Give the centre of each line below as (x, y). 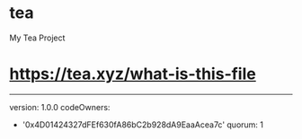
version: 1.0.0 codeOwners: (60, 107)
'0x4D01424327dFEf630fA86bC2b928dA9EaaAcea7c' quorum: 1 (142, 125)
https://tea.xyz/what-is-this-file (133, 74)
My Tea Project (37, 38)
